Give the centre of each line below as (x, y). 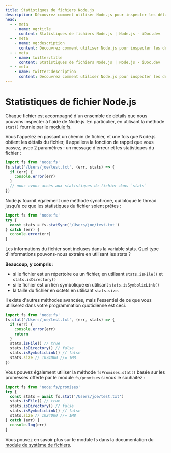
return (21, 334)
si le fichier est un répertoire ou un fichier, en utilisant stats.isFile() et (88, 274)
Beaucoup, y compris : (30, 264)
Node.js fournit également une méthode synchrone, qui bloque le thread (81, 200)
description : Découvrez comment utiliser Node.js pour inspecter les (81, 15)
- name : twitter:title (38, 57)
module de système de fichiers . (38, 445)
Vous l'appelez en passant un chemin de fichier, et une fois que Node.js (80, 136)
